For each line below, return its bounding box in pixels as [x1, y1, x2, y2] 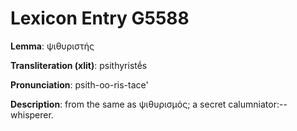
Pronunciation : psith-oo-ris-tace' [10, 78, 149, 91]
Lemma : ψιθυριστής [10, 40, 95, 52]
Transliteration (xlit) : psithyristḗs [10, 59, 148, 71]
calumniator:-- [228, 98, 288, 110]
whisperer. [10, 108, 54, 121]
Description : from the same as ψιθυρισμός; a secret [10, 98, 227, 110]
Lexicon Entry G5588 [10, 7, 190, 30]
